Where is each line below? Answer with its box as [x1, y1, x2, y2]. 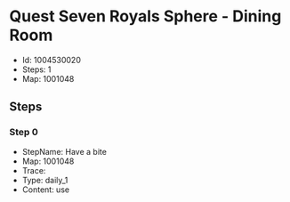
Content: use [21, 184, 69, 195]
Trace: [21, 165, 46, 175]
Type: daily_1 [21, 174, 68, 185]
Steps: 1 [21, 64, 52, 75]
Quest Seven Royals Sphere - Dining [9, 6, 282, 27]
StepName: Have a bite [21, 146, 107, 157]
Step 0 [9, 126, 38, 139]
